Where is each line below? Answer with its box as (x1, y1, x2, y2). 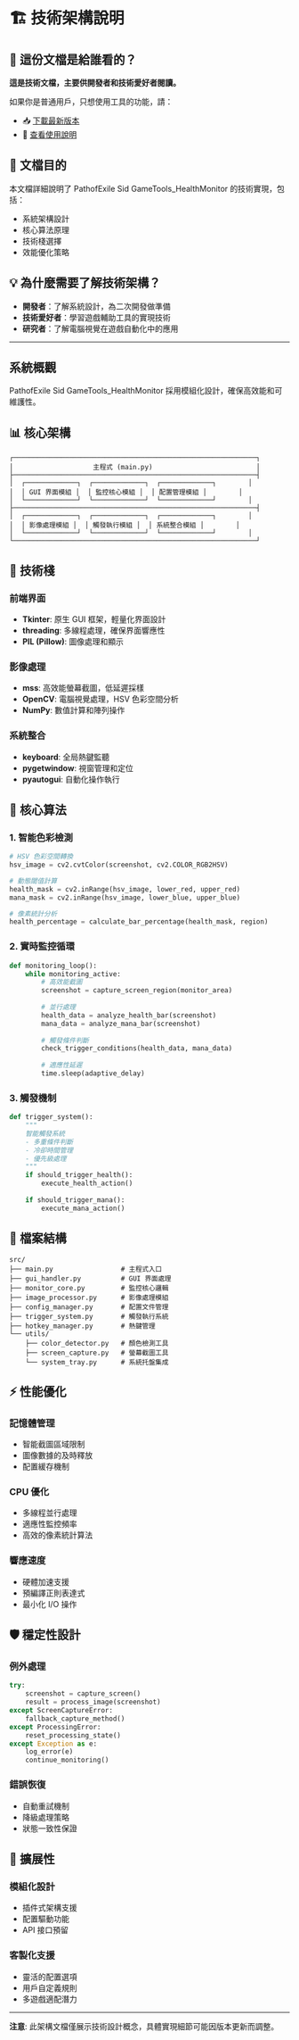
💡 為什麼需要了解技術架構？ (9, 276, 161, 291)
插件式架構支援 (21, 1903, 77, 1913)
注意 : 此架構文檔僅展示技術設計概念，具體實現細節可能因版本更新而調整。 (9, 2020, 279, 2031)
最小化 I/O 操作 (21, 1598, 77, 1609)
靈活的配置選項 (21, 1971, 77, 1982)
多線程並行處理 (21, 1507, 77, 1518)
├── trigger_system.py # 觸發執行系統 (9, 1312, 169, 1321)
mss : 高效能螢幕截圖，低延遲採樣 (21, 683, 145, 693)
